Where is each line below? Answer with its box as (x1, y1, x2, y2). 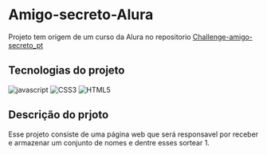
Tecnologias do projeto (8, 64, 125, 77)
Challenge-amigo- (192, 32, 253, 42)
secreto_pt (8, 40, 44, 50)
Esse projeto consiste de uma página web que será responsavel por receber (8, 129, 259, 139)
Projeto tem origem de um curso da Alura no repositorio (8, 32, 191, 42)
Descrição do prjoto (8, 108, 109, 121)
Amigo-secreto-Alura (8, 6, 154, 24)
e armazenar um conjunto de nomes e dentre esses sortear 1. (8, 137, 210, 147)
